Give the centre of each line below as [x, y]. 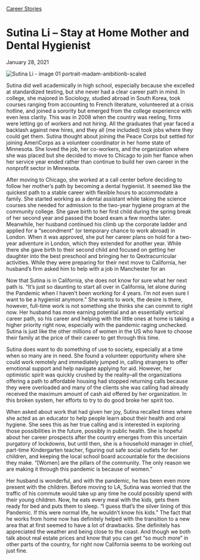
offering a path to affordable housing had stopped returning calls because [97, 381]
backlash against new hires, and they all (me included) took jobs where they [99, 130]
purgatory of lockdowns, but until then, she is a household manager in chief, [100, 443]
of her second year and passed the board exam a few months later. [89, 217]
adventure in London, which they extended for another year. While [100, 243]
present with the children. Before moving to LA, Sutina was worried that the [99, 487]
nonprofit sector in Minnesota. [43, 168]
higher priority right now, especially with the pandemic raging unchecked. [97, 325]
